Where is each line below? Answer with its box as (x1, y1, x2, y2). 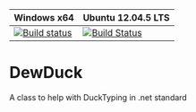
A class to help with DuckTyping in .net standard (9, 91, 188, 102)
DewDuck (9, 63, 83, 83)
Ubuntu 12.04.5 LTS (82, 12, 170, 23)
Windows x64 (13, 12, 74, 23)
